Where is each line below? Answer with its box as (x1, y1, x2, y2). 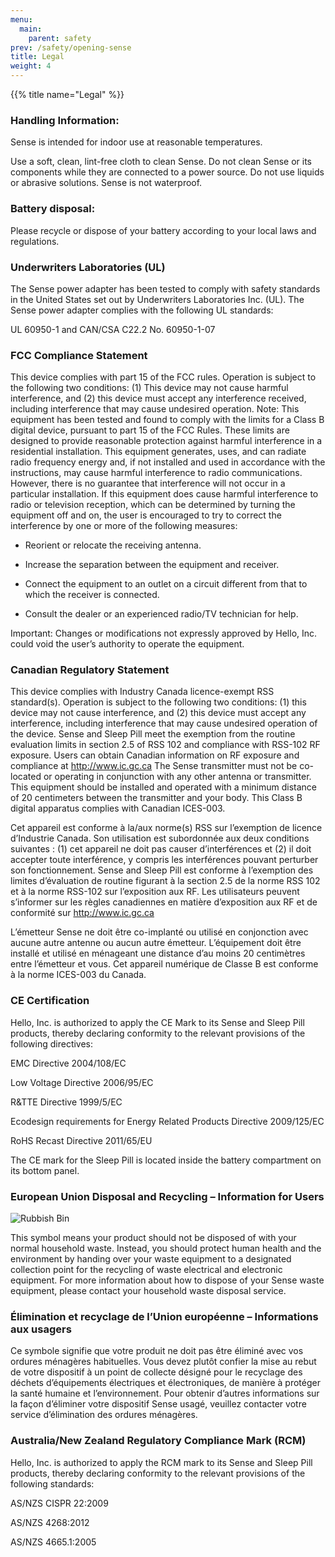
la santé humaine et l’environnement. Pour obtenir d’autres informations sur (10, 1387, 320, 1400)
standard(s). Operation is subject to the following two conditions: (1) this (10, 696, 307, 708)
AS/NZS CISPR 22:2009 (10, 1497, 109, 1509)
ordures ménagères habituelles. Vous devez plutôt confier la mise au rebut (10, 1356, 317, 1368)
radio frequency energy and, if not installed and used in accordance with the (10, 456, 326, 468)
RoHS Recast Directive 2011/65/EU (10, 1134, 153, 1146)
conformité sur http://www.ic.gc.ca (10, 907, 155, 919)
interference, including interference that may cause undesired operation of (10, 717, 318, 730)
